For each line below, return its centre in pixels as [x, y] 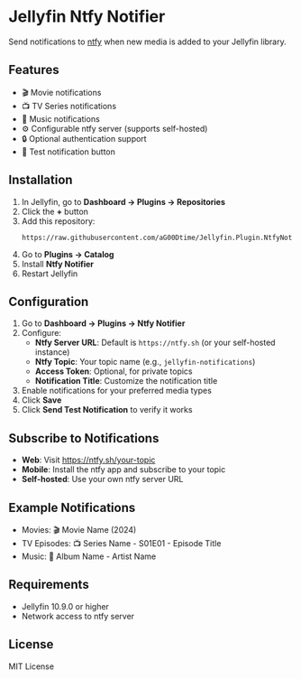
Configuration [49, 301]
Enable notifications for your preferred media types [117, 391]
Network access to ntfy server [78, 616]
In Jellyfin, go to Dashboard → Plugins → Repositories [123, 201]
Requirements [49, 585]
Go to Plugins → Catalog [68, 254]
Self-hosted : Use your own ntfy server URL [102, 479]
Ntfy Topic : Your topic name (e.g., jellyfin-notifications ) [145, 362]
